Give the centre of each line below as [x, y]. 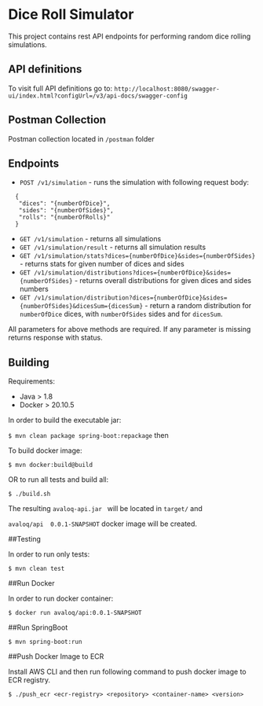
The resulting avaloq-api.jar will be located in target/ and [105, 509]
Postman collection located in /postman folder [81, 138]
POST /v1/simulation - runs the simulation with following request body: [134, 182]
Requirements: [31, 381]
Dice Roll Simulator [71, 15]
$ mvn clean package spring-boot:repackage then [88, 436]
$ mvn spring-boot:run [45, 642]
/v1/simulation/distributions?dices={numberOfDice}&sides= [133, 273]
